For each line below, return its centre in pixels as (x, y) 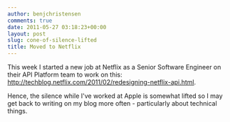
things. (17, 111)
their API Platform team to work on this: (65, 74)
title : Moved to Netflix (44, 47)
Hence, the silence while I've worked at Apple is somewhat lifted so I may (115, 96)
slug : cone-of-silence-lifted (52, 40)
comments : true (30, 21)
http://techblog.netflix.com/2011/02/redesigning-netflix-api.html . (102, 82)
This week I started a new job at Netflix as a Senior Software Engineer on (114, 67)
